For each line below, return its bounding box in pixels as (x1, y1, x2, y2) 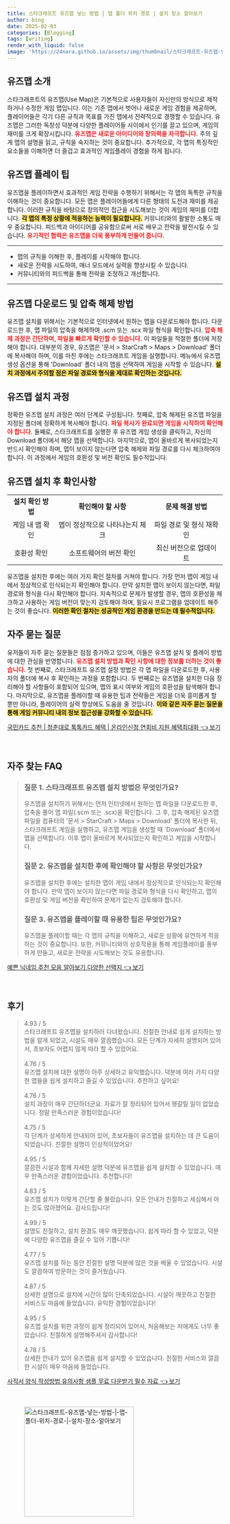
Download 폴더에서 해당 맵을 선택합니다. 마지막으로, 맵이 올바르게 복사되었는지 (7, 436, 218, 445)
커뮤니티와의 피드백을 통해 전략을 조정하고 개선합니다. (16, 269, 160, 278)
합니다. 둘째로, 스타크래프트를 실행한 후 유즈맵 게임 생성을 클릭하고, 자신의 (14, 427, 212, 436)
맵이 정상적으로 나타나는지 (58, 519, 138, 529)
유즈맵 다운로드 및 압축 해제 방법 (7, 298, 134, 309)
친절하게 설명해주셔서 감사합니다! (49, 1330, 138, 1338)
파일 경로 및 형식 (153, 519, 204, 529)
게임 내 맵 (12, 519, 42, 529)
